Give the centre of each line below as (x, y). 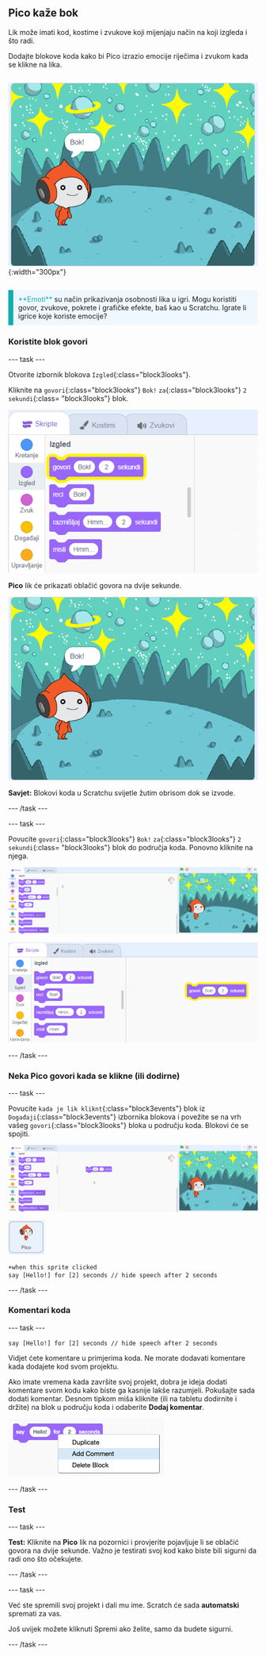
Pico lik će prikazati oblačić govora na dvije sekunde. (95, 585)
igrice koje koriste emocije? (63, 316)
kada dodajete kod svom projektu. (64, 1366)
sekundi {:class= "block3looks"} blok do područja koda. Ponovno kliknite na (131, 848)
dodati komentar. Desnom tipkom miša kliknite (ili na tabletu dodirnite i (123, 1398)
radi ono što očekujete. (46, 1559)
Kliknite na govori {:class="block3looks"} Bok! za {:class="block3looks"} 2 (127, 390)
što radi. (22, 40)
